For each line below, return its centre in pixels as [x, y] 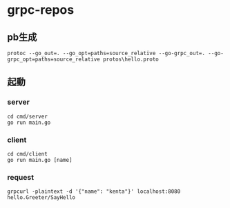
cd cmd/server [28, 116]
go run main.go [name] [40, 160]
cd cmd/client [28, 154]
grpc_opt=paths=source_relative [54, 59]
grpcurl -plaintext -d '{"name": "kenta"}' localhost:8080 [94, 191]
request [21, 177]
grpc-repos [41, 10]
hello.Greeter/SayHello [41, 198]
